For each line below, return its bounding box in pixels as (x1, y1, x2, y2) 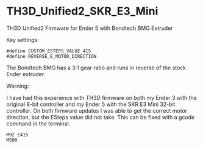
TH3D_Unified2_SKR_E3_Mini (6, 4, 158, 18)
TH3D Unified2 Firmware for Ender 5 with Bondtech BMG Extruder (6, 24, 173, 32)
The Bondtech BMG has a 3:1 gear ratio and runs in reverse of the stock (6, 64, 187, 71)
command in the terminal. (6, 120, 71, 127)
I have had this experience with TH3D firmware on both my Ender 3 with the (6, 94, 197, 101)
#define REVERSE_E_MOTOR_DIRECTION (6, 53, 97, 59)
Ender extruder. (6, 70, 46, 77)
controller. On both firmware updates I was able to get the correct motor (6, 107, 188, 114)
